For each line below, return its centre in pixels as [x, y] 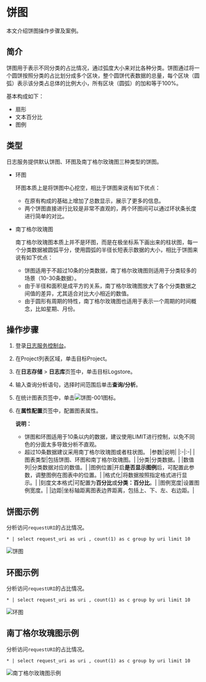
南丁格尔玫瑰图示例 [43, 633]
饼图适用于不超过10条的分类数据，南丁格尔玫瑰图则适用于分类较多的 [111, 270]
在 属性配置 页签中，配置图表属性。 [58, 411]
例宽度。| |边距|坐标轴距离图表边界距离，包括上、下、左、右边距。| [109, 490]
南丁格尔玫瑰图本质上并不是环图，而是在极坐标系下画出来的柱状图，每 [104, 242]
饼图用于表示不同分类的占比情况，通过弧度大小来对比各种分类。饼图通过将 [100, 67]
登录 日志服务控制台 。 [42, 346]
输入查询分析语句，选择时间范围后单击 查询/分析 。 [78, 385]
